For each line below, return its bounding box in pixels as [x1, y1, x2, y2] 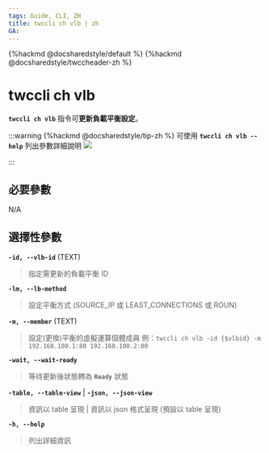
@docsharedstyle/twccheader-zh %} [8, 57, 132, 67]
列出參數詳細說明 [24, 141, 82, 150]
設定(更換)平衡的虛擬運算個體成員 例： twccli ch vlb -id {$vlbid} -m [27, 332, 261, 342]
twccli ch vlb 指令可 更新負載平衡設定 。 [8, 114, 143, 124]
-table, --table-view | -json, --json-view [8, 387, 153, 397]
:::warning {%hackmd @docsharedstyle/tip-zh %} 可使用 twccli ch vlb [8, 131, 247, 141]
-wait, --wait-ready [8, 356, 78, 364]
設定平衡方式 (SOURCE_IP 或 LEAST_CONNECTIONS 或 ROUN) [27, 300, 237, 310]
